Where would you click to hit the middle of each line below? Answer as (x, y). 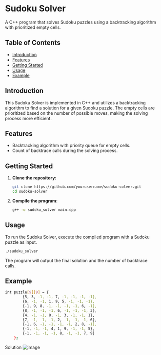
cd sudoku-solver (30, 192)
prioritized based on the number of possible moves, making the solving (77, 113)
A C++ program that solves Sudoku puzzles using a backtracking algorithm (80, 22)
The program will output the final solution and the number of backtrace (76, 260)
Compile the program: (35, 201)
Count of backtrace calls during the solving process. (65, 151)
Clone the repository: (34, 178)
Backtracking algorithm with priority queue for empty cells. (71, 146)
